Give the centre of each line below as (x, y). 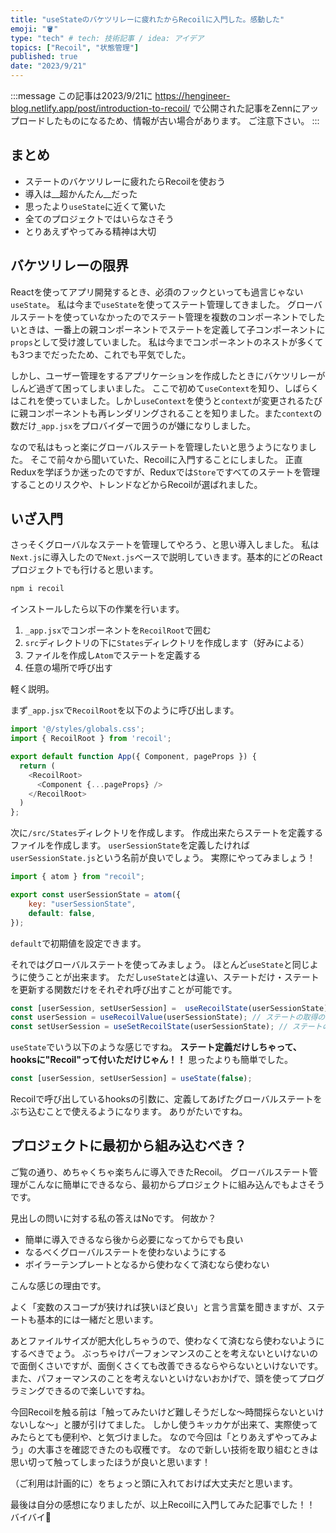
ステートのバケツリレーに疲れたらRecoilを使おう (125, 181)
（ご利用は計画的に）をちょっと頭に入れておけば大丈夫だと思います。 (154, 1483)
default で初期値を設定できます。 (78, 943)
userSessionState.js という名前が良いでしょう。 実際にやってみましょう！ (163, 858)
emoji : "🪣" (34, 29)
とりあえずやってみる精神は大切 (90, 231)
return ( (37, 766)
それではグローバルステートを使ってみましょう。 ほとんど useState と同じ (160, 964)
